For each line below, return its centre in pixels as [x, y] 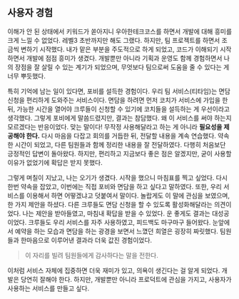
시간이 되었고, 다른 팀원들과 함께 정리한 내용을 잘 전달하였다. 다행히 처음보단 [120, 144]
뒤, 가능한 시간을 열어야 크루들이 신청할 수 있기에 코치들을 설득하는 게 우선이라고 [119, 108]
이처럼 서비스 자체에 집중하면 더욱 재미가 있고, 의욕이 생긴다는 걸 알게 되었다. [114, 270]
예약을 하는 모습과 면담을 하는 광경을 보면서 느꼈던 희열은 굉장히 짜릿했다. [117, 231]
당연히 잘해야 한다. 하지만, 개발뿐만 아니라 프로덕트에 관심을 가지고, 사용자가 [126, 279]
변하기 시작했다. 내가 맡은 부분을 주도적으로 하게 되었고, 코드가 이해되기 [119, 49]
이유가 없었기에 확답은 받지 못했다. [55, 162]
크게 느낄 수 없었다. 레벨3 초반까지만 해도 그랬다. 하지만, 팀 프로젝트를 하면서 [114, 40]
